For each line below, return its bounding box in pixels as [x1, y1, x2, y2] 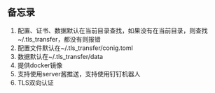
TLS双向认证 [17, 78, 54, 87]
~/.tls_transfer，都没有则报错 [17, 35, 101, 43]
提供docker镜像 [17, 61, 63, 69]
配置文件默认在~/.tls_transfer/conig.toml [17, 44, 133, 52]
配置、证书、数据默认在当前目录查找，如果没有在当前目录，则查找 [17, 26, 208, 35]
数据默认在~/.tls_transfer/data [17, 52, 104, 60]
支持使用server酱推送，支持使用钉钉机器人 [17, 69, 141, 78]
